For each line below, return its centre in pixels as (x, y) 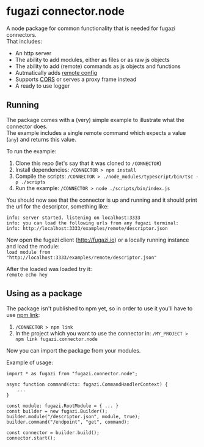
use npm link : (23, 315)
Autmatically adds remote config (56, 72)
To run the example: (31, 151)
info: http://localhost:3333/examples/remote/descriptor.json (87, 228)
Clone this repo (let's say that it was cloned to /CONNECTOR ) (88, 163)
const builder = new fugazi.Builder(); (57, 411)
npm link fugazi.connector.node (56, 339)
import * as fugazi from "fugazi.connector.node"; (72, 373)
